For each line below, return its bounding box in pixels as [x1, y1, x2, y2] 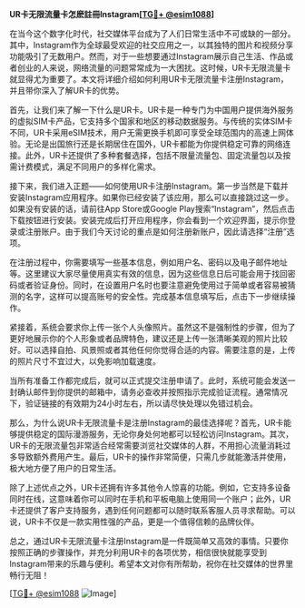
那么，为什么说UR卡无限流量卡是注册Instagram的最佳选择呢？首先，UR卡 [9, 418, 284, 428]
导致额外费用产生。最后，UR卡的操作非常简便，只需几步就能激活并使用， [16, 451, 291, 462]
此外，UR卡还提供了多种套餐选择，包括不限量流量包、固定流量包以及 [25, 150, 283, 160]
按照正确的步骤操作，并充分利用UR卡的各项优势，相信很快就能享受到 [9, 547, 268, 558]
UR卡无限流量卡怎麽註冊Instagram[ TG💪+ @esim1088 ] [9, 9, 215, 19]
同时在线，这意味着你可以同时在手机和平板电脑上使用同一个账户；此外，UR [9, 493, 291, 504]
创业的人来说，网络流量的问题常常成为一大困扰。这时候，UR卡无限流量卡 [16, 63, 291, 73]
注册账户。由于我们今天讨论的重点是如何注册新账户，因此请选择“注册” [25, 227, 288, 237]
